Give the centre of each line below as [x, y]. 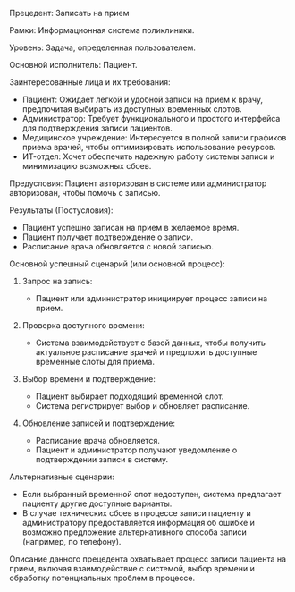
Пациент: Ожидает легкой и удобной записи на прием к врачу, [143, 99]
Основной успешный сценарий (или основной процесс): [117, 264]
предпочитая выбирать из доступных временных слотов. [132, 109]
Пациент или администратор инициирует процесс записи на [152, 298]
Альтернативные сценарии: [62, 477]
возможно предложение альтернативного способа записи [135, 532]
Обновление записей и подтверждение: [99, 423]
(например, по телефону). [72, 541]
